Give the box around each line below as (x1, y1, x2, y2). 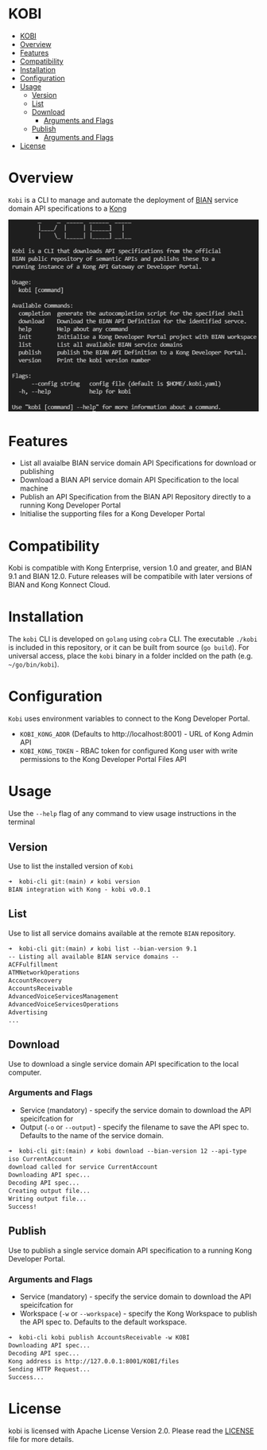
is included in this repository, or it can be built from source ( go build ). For (8, 643, 250, 652)
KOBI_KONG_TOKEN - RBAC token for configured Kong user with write (19, 746, 238, 756)
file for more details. (8, 1434, 74, 1444)
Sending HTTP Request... (8, 1365, 91, 1373)
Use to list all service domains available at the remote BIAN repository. (8, 928, 236, 938)
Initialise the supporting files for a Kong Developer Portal (19, 509, 205, 519)
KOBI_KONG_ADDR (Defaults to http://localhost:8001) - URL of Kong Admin (19, 729, 254, 739)
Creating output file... (8, 1187, 91, 1195)
